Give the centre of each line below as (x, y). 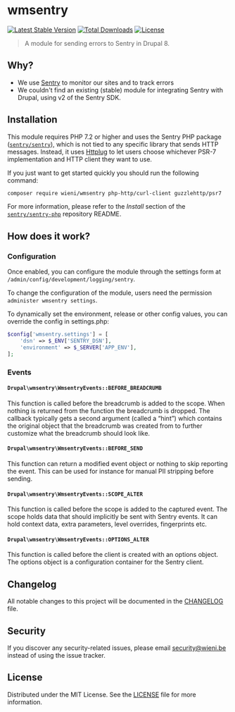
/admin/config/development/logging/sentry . (71, 279)
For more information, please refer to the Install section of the (96, 207)
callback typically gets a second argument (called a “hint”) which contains (115, 418)
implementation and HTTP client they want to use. (80, 159)
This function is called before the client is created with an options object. (113, 555)
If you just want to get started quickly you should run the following (103, 173)
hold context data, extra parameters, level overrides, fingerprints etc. (107, 524)
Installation (32, 119)
